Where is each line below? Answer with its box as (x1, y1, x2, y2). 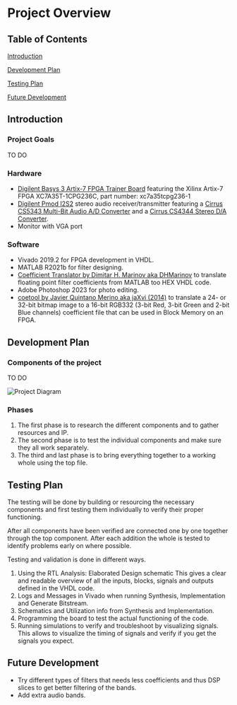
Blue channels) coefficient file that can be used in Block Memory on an (17, 308, 224, 317)
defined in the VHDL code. (17, 584, 95, 593)
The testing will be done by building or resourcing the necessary (7, 498, 195, 506)
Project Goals (7, 134, 55, 144)
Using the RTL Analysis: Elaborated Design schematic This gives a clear (17, 569, 227, 578)
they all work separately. (17, 443, 90, 452)
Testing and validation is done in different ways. (7, 555, 146, 564)
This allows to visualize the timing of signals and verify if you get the (17, 629, 217, 638)
